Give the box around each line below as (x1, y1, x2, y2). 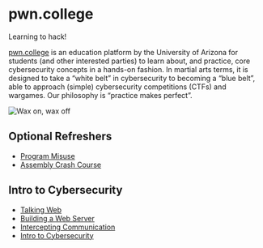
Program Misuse (19, 151, 75, 160)
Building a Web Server (19, 213, 95, 223)
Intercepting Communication (19, 222, 116, 232)
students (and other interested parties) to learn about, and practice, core (8, 56, 251, 66)
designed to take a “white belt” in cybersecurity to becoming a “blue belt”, (8, 73, 256, 83)
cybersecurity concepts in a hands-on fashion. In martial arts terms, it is (8, 64, 248, 74)
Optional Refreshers (8, 130, 112, 143)
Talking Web (19, 204, 62, 215)
